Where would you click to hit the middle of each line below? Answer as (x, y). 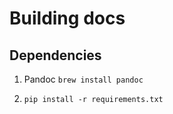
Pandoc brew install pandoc (83, 79)
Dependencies (55, 55)
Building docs (67, 18)
